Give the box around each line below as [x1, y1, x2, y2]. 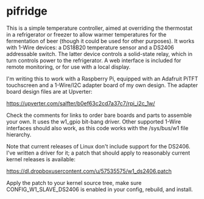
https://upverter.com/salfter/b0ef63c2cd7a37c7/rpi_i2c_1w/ [6, 99, 155, 107]
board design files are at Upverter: [6, 88, 93, 95]
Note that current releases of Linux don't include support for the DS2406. [6, 142, 191, 150]
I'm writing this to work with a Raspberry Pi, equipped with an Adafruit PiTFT [6, 75, 199, 82]
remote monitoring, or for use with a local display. [6, 63, 131, 71]
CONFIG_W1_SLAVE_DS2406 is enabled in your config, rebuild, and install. [6, 186, 193, 193]
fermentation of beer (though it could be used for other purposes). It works [6, 37, 195, 44]
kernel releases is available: [6, 155, 76, 162]
